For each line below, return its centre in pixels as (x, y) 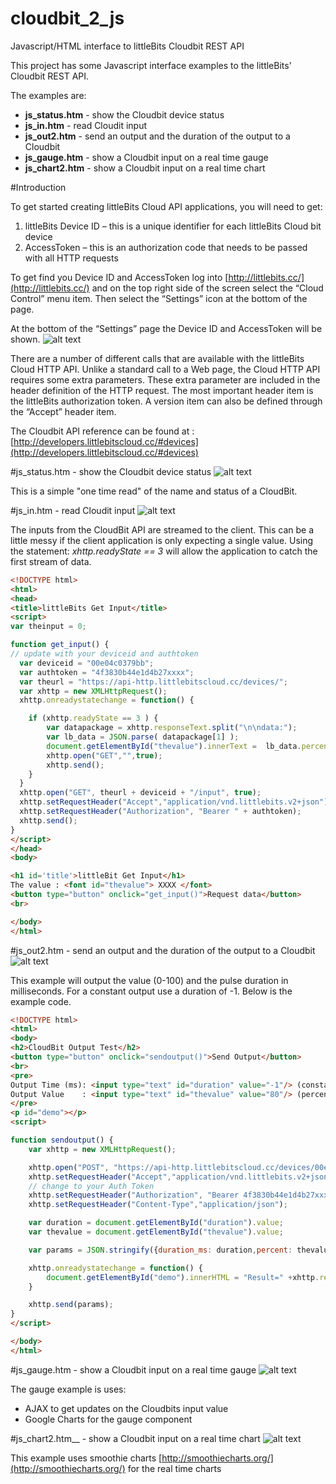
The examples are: (48, 95)
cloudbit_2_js (67, 18)
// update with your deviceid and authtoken (104, 654)
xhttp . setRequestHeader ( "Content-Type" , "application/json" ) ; (158, 1205)
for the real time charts (174, 1468)
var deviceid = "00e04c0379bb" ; (87, 663)
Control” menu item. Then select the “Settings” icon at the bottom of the (159, 298)
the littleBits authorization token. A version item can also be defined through (166, 401)
